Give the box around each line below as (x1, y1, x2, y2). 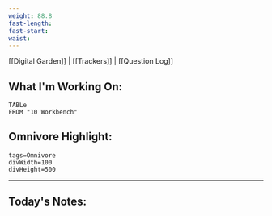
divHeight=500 (8, 165, 57, 173)
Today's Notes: (8, 195, 87, 209)
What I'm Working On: (8, 80, 123, 93)
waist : (8, 34, 31, 43)
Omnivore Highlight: (8, 130, 113, 143)
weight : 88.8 (8, 11, 53, 20)
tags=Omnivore (8, 151, 57, 160)
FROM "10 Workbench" (8, 108, 79, 117)
